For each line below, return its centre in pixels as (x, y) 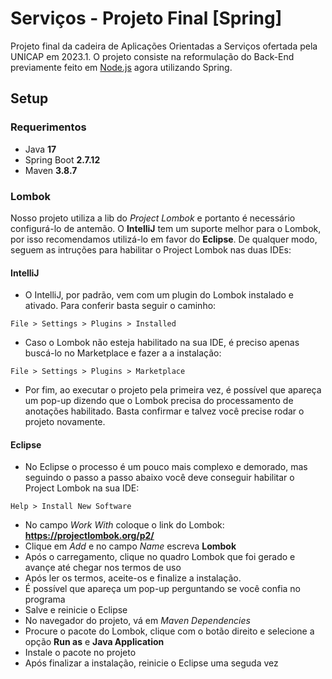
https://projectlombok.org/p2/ (89, 536)
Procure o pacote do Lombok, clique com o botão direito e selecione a (169, 631)
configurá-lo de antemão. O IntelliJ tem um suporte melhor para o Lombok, (166, 228)
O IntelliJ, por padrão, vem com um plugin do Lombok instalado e (159, 295)
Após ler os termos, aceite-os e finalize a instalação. (133, 578)
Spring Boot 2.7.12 (62, 159)
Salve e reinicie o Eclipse (76, 610)
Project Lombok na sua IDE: (82, 488)
